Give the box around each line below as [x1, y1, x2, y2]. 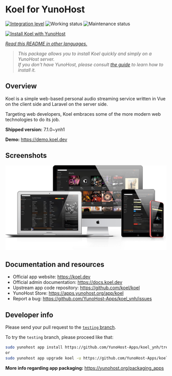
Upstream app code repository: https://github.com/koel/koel [12, 284, 140, 291]
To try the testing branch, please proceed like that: [5, 334, 114, 340]
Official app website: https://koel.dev [12, 274, 91, 280]
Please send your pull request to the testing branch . [5, 324, 116, 330]
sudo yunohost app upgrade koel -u [5, 355, 81, 361]
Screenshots [5, 151, 47, 160]
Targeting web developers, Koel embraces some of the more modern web [5, 111, 161, 117]
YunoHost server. [17, 56, 55, 62]
